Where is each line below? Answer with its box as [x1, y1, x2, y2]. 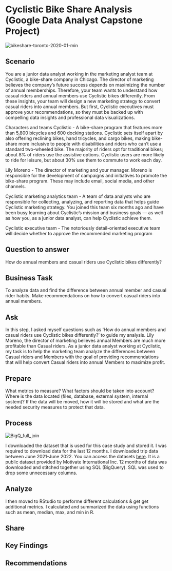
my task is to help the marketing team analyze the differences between [5, 349, 156, 355]
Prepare [5, 374, 32, 383]
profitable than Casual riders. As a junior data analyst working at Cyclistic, [5, 343, 162, 349]
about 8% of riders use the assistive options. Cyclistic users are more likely [5, 151, 165, 157]
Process [5, 419, 32, 427]
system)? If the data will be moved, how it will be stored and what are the [5, 399, 160, 404]
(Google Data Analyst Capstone [5, 14, 143, 26]
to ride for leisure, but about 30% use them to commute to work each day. [5, 157, 162, 163]
